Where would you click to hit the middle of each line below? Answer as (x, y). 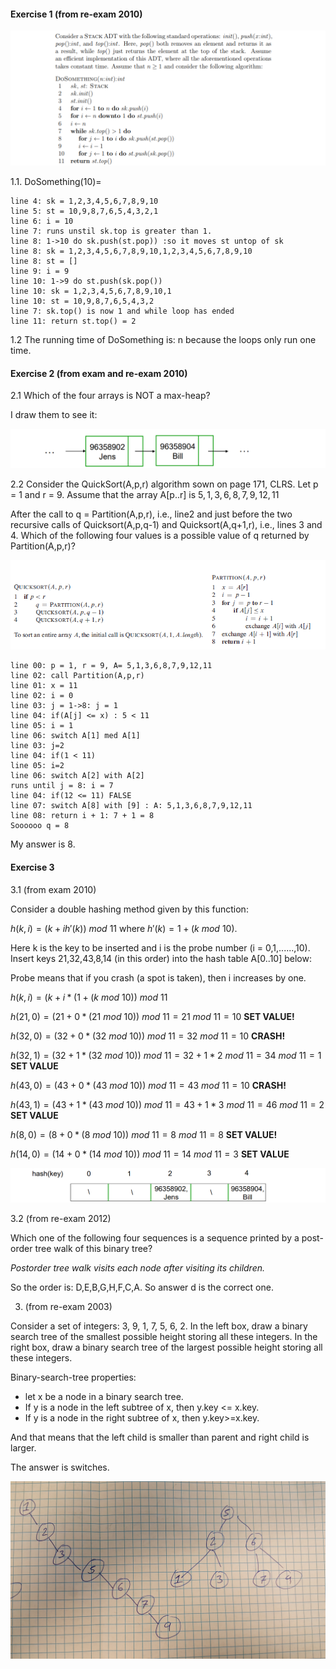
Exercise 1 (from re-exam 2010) (76, 14)
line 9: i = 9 (40, 271)
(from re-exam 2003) (68, 1307)
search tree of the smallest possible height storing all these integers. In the (164, 1337)
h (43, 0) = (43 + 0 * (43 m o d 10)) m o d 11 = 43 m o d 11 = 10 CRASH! (148, 1085)
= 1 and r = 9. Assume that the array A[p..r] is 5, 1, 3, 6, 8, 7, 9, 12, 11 (145, 494)
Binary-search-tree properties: (73, 1377)
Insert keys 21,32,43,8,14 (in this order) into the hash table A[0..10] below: (161, 958)
